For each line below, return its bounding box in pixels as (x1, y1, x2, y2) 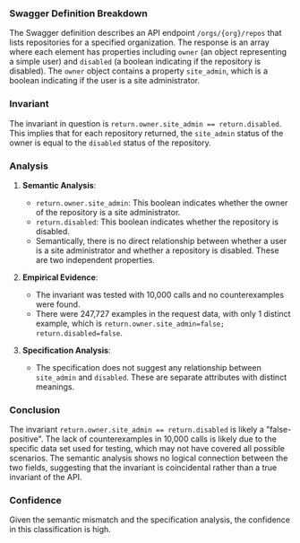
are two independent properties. (35, 254, 155, 265)
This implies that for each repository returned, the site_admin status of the (9, 127, 284, 138)
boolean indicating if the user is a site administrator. (9, 75, 200, 86)
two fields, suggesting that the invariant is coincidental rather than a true (9, 462, 278, 473)
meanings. (35, 381, 74, 392)
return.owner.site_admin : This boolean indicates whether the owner (35, 197, 288, 208)
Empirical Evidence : (21, 272, 99, 283)
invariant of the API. (9, 472, 82, 483)
